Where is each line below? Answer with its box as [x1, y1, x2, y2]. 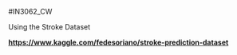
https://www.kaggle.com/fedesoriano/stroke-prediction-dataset [8, 37, 229, 47]
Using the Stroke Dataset [8, 22, 91, 31]
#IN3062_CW [8, 7, 53, 16]
